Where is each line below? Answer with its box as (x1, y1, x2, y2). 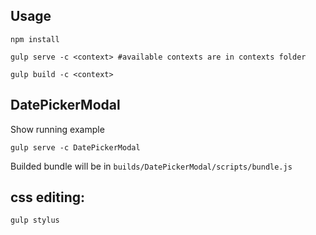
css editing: (10, 189, 86, 206)
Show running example (10, 123, 105, 135)
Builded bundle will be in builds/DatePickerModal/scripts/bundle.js (10, 160, 293, 172)
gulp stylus (10, 215, 60, 226)
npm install (10, 34, 60, 44)
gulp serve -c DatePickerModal (10, 142, 141, 153)
